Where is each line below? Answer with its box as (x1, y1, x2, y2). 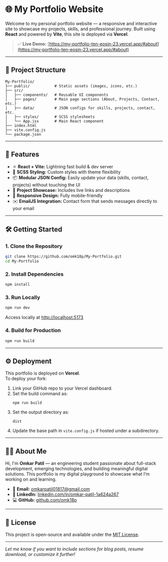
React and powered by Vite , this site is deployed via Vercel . (5, 31, 129, 37)
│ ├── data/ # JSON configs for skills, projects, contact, (5, 105, 155, 110)
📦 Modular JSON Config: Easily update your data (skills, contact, (12, 174, 149, 180)
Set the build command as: (12, 391, 68, 397)
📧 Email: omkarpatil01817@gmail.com (12, 486, 90, 492)
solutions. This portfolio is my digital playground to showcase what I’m (5, 471, 150, 477)
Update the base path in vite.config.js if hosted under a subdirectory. (12, 428, 159, 434)
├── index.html (5, 123, 37, 128)
